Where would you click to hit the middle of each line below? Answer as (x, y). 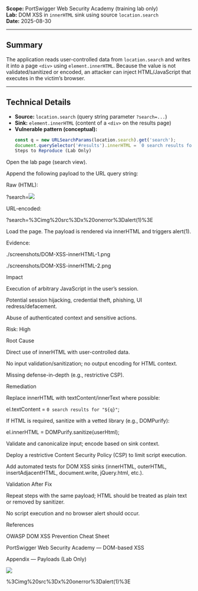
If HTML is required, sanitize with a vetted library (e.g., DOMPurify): (88, 421)
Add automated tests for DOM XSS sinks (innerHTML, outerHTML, (86, 466)
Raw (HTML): (22, 185)
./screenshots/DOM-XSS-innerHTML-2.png (59, 266)
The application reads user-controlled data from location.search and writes (98, 59)
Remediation (21, 387)
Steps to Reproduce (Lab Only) (53, 151)
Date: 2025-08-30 (29, 21)
